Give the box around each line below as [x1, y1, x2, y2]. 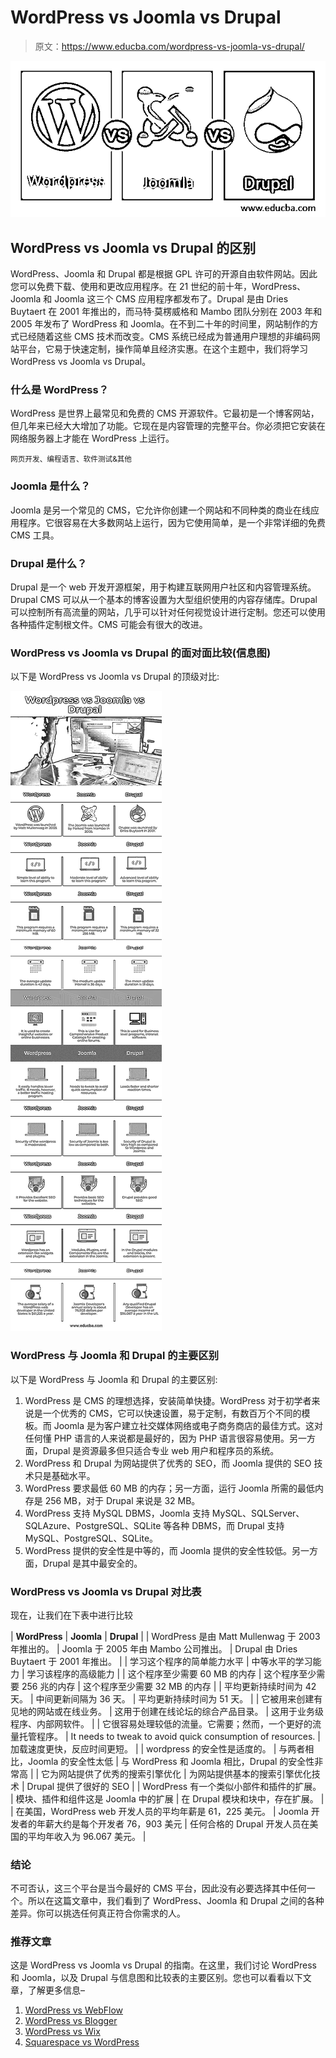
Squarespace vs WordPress [24, 2036, 140, 2048]
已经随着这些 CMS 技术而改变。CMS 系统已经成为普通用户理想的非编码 [18, 331, 312, 343]
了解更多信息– [27, 1984, 85, 1996]
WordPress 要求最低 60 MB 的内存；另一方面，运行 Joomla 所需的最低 [24, 1482, 316, 1494]
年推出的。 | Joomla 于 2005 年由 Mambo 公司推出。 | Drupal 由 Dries [10, 1642, 298, 1655]
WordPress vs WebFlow [24, 2004, 124, 2016]
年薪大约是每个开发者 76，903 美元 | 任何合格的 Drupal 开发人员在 [36, 1817, 310, 1830]
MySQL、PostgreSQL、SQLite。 [24, 1532, 159, 1544]
